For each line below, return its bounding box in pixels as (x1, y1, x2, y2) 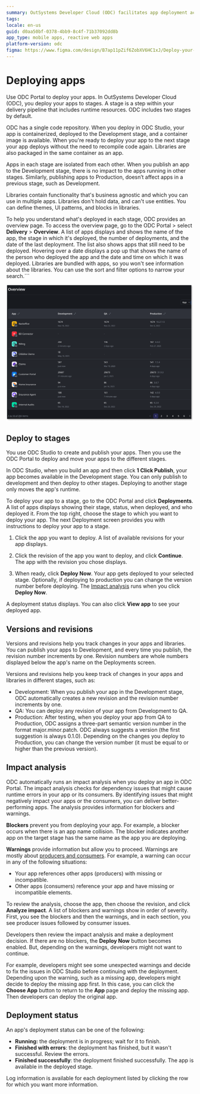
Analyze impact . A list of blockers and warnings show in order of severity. (6, 906, 189, 914)
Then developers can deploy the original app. (6, 993, 118, 1000)
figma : (6, 48, 23, 54)
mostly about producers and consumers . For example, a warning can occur (6, 852, 191, 859)
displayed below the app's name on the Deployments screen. (6, 659, 156, 666)
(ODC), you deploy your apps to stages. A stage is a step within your (6, 99, 174, 107)
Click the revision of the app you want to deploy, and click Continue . (14, 552, 183, 559)
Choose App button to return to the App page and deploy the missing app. (6, 986, 189, 994)
